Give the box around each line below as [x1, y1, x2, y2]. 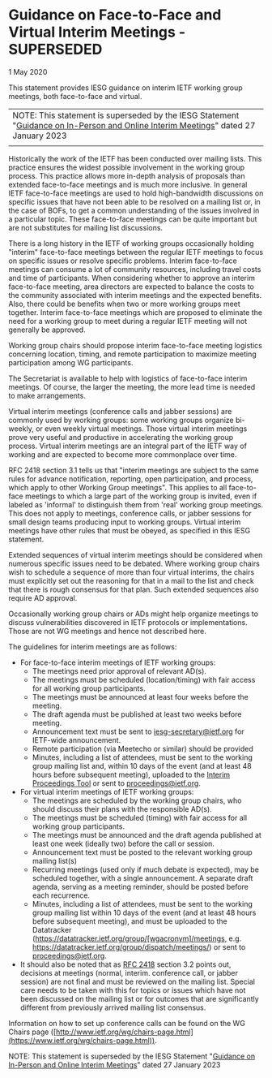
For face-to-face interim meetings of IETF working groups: [19, 658, 216, 667]
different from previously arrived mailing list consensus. [19, 1003, 206, 1012]
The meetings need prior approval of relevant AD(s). [32, 666, 206, 675]
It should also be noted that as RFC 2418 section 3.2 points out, [19, 959, 232, 969]
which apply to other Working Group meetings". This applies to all [8, 482, 227, 492]
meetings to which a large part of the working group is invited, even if [24, 491, 257, 501]
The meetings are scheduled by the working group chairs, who [32, 796, 242, 805]
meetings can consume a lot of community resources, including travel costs [8, 264, 261, 274]
